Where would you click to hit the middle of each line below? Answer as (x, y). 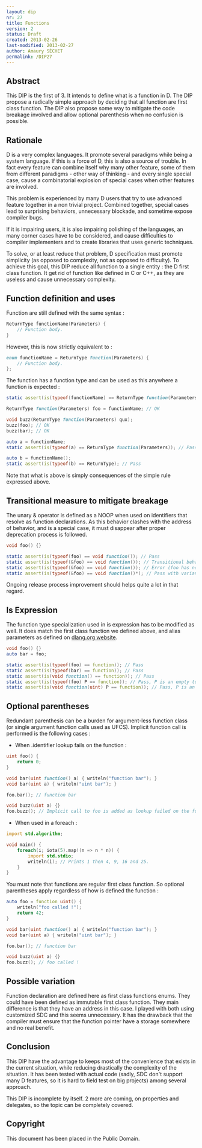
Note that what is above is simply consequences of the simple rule (89, 475)
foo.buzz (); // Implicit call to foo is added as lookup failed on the (98, 812)
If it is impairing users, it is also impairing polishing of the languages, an (95, 229)
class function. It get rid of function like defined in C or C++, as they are (95, 273)
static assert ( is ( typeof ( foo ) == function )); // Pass (75, 665)
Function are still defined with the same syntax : (66, 313)
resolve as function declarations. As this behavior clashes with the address (99, 522)
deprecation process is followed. (47, 535)
